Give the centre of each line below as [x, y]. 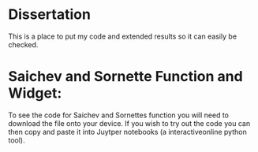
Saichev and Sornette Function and [125, 77]
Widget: [35, 93]
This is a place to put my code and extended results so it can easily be [123, 36]
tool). [17, 140]
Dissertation [49, 15]
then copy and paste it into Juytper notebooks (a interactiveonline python [127, 132]
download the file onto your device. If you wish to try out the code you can [129, 123]
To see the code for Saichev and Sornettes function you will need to [119, 115]
